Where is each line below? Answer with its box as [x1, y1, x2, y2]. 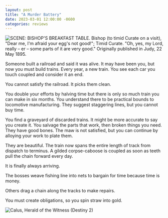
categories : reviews [5, 21, 49, 27]
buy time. [5, 107, 25, 113]
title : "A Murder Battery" [5, 12, 62, 17]
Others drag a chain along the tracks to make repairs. [5, 188, 115, 194]
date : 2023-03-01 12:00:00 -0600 [5, 17, 75, 22]
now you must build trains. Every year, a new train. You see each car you [5, 66, 155, 72]
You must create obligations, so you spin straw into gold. [5, 197, 122, 203]
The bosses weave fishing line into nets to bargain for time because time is [5, 173, 160, 179]
